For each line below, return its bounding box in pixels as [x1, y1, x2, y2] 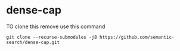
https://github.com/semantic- [99, 34, 175, 40]
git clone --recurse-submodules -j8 [6, 34, 97, 40]
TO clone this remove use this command [6, 23, 105, 30]
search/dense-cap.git [6, 39, 60, 45]
